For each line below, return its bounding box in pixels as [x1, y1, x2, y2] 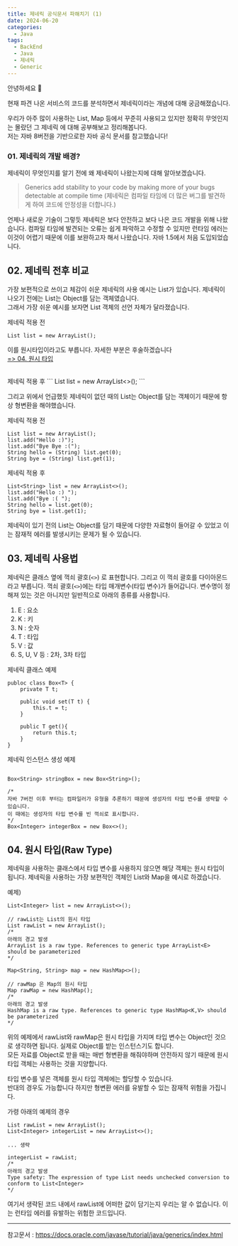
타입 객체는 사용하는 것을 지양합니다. [7, 1060, 108, 1068]
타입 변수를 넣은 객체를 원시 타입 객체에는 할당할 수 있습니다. [7, 1075, 174, 1083]
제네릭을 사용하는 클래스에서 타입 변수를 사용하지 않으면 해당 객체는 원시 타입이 [7, 864, 225, 873]
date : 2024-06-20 [7, 17, 59, 24]
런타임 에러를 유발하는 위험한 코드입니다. [14, 1209, 127, 1218]
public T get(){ [20, 723, 69, 730]
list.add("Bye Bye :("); [7, 442, 81, 450]
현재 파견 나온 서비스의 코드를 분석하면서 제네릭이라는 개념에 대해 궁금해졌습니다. [7, 99, 231, 107]
